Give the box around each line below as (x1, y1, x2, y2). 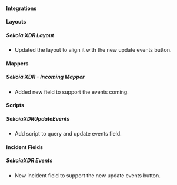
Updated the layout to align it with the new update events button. (14, 47, 172, 54)
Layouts (6, 18, 26, 25)
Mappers (6, 60, 29, 67)
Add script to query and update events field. (14, 130, 122, 137)
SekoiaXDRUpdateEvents (6, 115, 70, 122)
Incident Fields (6, 143, 43, 150)
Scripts (6, 102, 25, 109)
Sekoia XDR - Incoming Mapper (6, 74, 85, 81)
